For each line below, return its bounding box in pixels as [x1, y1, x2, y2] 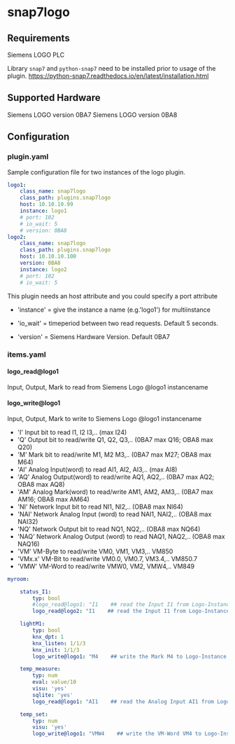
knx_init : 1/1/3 [32, 646, 80, 654]
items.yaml [7, 350, 47, 359]
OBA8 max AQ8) [17, 480, 65, 488]
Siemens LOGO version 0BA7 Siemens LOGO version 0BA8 [7, 110, 178, 119]
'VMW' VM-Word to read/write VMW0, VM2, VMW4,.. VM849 [17, 562, 194, 570]
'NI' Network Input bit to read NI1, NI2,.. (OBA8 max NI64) [17, 502, 183, 511]
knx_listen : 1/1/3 [32, 640, 86, 647]
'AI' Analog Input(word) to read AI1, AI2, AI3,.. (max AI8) [17, 465, 178, 474]
